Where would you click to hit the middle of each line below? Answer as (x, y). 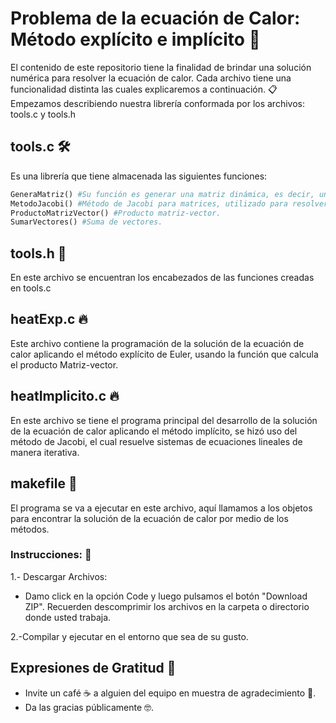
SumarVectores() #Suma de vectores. (86, 222)
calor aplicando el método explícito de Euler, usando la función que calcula (164, 354)
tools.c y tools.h (43, 114)
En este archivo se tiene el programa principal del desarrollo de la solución (164, 420)
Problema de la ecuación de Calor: (155, 18)
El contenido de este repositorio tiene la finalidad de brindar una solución (161, 67)
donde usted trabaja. (68, 617)
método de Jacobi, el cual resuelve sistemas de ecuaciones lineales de (156, 441)
